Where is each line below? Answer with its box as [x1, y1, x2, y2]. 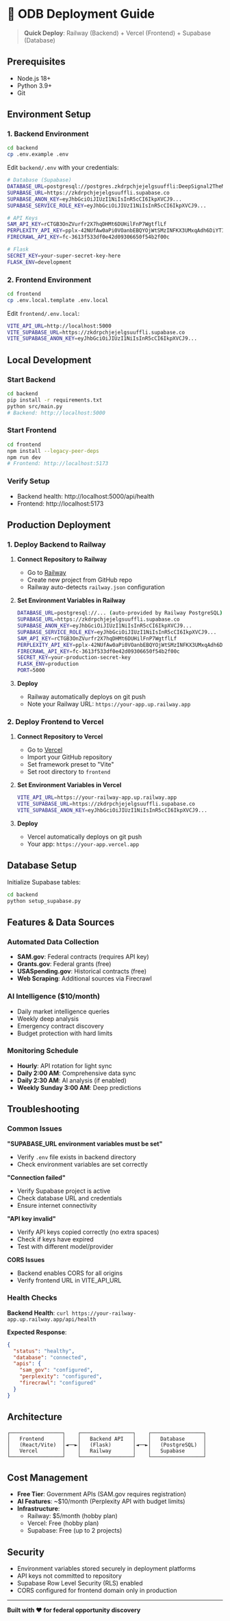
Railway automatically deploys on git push [27, 693, 146, 701]
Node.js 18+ [16, 74, 51, 82]
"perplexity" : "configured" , [19, 1373, 103, 1380]
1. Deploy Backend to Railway [7, 539, 106, 549]
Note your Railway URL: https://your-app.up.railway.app [27, 700, 191, 708]
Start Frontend [7, 425, 57, 435]
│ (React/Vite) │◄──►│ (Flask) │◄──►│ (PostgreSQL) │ [7, 1441, 207, 1448]
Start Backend [7, 375, 56, 384]
